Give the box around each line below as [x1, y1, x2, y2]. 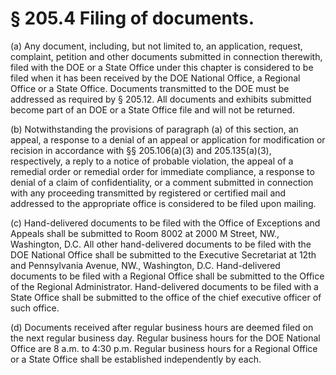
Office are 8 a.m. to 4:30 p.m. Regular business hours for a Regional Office [10, 342, 318, 354]
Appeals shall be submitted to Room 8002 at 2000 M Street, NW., [10, 227, 280, 239]
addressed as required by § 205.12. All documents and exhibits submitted [10, 93, 312, 105]
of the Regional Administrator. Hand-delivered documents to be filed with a [10, 280, 319, 292]
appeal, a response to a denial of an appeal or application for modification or [10, 133, 326, 146]
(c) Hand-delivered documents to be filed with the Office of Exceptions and [10, 217, 321, 229]
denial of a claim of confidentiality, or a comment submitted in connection [10, 176, 314, 188]
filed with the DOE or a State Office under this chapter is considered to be [10, 61, 314, 73]
